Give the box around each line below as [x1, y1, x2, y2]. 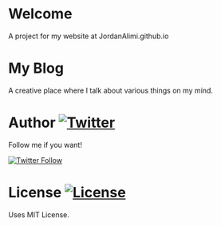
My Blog [8, 59, 64, 77]
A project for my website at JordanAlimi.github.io [8, 31, 169, 41]
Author [8, 113, 56, 132]
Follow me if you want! [8, 140, 82, 149]
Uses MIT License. [8, 209, 70, 220]
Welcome [8, 5, 73, 23]
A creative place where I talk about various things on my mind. [8, 85, 214, 95]
